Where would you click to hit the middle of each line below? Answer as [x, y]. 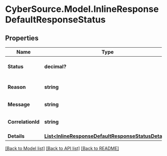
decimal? [55, 67]
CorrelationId [24, 122]
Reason [17, 87]
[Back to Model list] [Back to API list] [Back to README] [62, 148]
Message [19, 104]
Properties [22, 38]
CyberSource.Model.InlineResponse [82, 9]
